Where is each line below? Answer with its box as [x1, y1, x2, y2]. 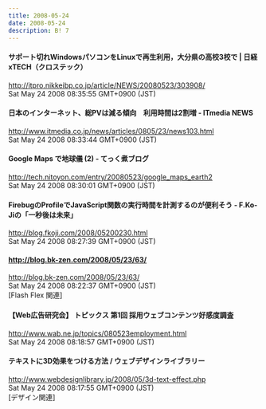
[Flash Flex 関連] [8, 290, 63, 300]
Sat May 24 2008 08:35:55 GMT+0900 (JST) [8, 88, 157, 98]
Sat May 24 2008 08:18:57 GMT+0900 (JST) [8, 336, 155, 347]
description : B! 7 [8, 26, 69, 34]
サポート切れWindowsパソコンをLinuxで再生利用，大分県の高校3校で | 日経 [8, 52, 258, 61]
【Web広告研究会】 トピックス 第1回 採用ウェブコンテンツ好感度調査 [8, 310, 234, 320]
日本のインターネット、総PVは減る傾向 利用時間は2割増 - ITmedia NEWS [8, 108, 253, 118]
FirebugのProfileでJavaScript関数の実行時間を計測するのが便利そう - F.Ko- [8, 200, 258, 210]
